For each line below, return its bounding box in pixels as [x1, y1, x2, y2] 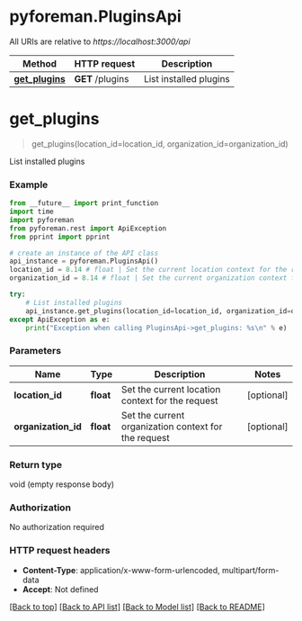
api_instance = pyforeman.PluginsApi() [9, 256, 159, 266]
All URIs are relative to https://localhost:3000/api [9, 36, 191, 47]
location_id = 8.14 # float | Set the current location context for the [9, 265, 288, 274]
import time [9, 207, 54, 217]
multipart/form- [221, 564, 280, 575]
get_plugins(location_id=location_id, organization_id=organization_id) [31, 138, 289, 149]
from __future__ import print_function [9, 199, 159, 208]
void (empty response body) [9, 479, 115, 490]
